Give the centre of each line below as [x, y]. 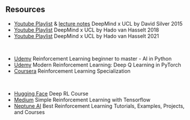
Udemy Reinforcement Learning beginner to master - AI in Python [93, 58]
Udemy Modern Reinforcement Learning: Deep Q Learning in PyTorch [97, 65]
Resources [25, 10]
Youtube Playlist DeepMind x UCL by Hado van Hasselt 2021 [87, 36]
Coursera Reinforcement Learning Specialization [72, 71]
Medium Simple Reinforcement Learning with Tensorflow [82, 100]
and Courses [29, 112]
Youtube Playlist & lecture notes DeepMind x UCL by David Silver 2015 [98, 23]
